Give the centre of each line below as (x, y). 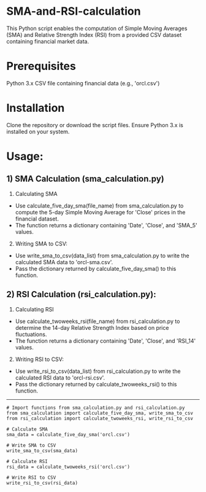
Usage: (25, 156)
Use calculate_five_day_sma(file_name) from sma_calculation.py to (99, 205)
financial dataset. (37, 219)
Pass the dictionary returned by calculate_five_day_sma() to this (96, 268)
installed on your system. (38, 131)
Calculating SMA (36, 193)
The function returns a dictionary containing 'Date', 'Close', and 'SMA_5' (106, 225)
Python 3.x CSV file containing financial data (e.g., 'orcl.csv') (83, 83)
